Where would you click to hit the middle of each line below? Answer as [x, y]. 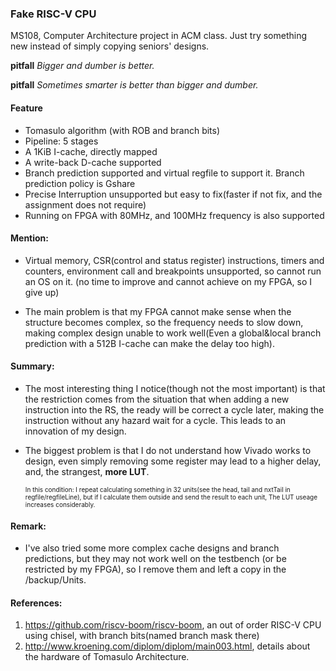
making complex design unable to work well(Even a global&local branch [173, 333]
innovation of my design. [75, 431]
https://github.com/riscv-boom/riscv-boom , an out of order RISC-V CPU [173, 625]
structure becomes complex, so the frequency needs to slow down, [164, 322]
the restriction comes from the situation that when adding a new [157, 399]
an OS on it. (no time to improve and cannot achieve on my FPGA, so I [168, 281]
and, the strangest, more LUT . [87, 471]
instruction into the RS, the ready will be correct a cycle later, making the [174, 409]
